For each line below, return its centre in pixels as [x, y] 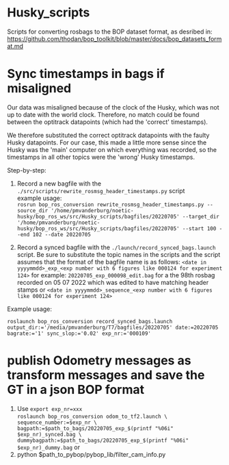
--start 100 [199, 228]
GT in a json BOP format [76, 390]
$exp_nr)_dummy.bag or [49, 447]
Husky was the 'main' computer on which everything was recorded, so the [112, 149]
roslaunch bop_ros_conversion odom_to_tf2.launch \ [92, 416]
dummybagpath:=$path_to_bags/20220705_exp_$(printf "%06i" [103, 440]
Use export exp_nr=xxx [50, 408]
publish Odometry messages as [99, 361]
